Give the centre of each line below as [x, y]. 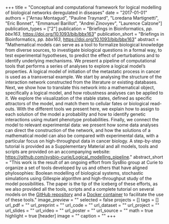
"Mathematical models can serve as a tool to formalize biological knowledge [84, 45]
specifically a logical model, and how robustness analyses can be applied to [84, 93]
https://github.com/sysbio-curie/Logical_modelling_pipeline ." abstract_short [84, 157]
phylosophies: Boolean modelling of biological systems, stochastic [74, 173]
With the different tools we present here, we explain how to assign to [88, 109]
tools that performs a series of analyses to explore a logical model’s [75, 66]
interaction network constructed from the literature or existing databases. [81, 82]
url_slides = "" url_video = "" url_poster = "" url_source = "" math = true [79, 210]
